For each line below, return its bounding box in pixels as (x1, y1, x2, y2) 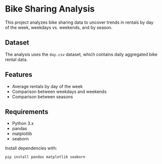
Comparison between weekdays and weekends (12, 89, 107, 94)
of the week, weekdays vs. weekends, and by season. (5, 24, 113, 30)
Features (5, 71, 32, 79)
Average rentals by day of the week (12, 83, 83, 89)
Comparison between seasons (12, 93, 74, 100)
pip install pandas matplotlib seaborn (5, 155, 86, 160)
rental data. (5, 57, 28, 62)
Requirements (5, 107, 48, 116)
